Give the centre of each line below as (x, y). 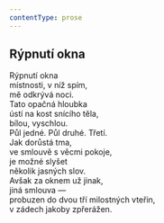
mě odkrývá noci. (42, 94)
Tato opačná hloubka (49, 104)
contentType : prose (46, 18)
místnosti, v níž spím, (49, 85)
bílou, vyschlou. (39, 123)
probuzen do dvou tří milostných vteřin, (82, 200)
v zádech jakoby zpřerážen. (61, 210)
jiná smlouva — (38, 191)
